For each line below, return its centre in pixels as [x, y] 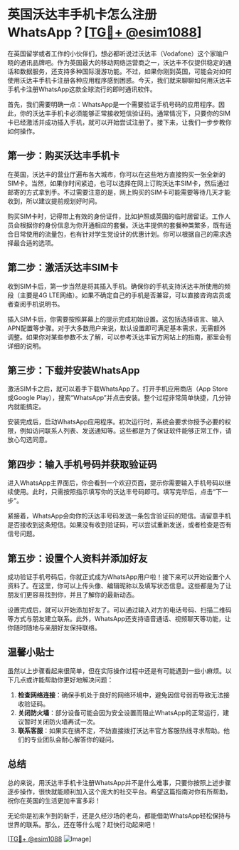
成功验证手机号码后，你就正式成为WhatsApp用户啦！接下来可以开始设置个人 [119, 577]
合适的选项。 [38, 242]
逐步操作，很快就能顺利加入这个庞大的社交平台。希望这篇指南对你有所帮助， [119, 792]
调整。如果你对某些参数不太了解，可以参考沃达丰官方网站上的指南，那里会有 [119, 337]
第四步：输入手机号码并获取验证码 [82, 464]
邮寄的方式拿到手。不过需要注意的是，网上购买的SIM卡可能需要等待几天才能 [119, 192]
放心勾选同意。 [29, 440]
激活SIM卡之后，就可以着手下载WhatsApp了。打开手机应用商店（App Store [118, 389]
